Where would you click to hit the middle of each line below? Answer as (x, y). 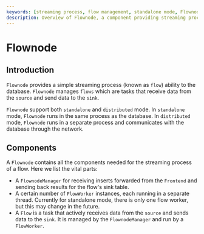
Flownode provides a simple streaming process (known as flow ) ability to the (101, 84)
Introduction (30, 70)
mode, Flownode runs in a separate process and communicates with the (95, 122)
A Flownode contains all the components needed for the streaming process (99, 162)
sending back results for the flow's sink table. (72, 187)
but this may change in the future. (57, 207)
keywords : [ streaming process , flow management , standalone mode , (92, 12)
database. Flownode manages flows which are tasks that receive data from (99, 91)
